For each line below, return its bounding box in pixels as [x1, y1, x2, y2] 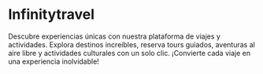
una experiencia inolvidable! [8, 57, 100, 66]
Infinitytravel [8, 6, 95, 24]
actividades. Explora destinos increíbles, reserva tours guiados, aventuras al [8, 39, 256, 49]
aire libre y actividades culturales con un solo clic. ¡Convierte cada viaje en [8, 48, 250, 57]
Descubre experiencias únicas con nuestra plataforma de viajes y [8, 31, 220, 41]
